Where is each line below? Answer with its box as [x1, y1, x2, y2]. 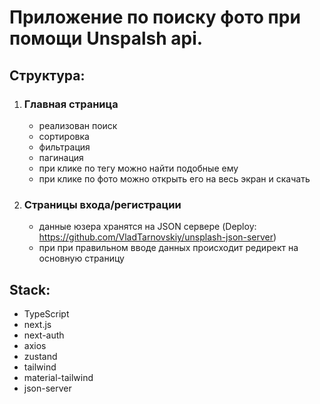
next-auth [23, 329, 65, 341]
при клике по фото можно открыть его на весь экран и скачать [38, 172, 311, 185]
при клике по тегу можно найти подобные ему [38, 162, 239, 174]
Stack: [9, 281, 51, 298]
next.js [23, 318, 52, 330]
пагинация [38, 151, 84, 163]
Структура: [9, 67, 86, 84]
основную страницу [38, 252, 125, 265]
